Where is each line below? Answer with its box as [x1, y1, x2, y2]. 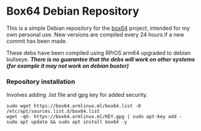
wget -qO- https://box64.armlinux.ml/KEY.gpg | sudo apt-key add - [6, 114, 183, 120]
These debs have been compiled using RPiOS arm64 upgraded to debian [6, 49, 191, 56]
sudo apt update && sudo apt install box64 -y [6, 119, 127, 126]
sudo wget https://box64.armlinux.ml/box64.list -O [6, 103, 141, 109]
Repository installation [6, 77, 75, 86]
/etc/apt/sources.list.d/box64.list [6, 108, 100, 115]
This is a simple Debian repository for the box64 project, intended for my [6, 24, 190, 32]
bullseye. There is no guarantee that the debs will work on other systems [6, 55, 195, 63]
